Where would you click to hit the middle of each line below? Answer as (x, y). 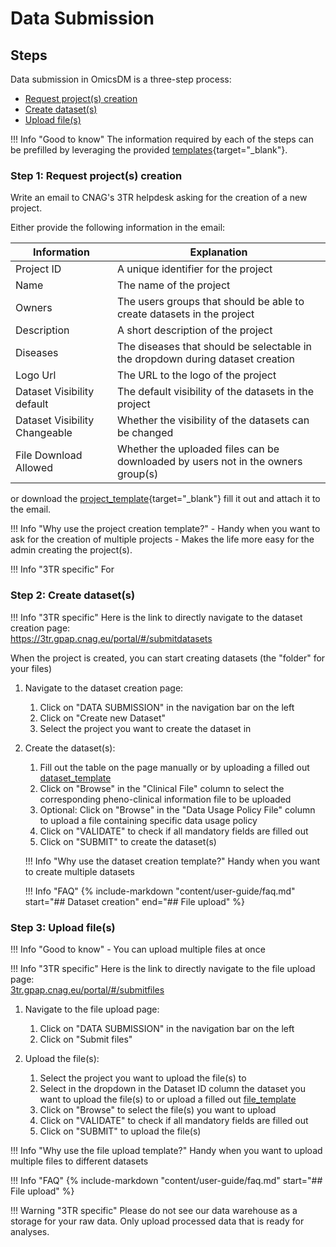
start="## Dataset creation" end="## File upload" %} (135, 901)
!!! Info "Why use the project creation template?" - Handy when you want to (165, 529)
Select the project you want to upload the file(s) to (143, 1078)
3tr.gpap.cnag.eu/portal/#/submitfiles (87, 989)
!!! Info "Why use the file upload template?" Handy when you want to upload (166, 1150)
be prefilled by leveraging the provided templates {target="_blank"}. (149, 150)
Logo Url (36, 375)
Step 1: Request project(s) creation (96, 175)
